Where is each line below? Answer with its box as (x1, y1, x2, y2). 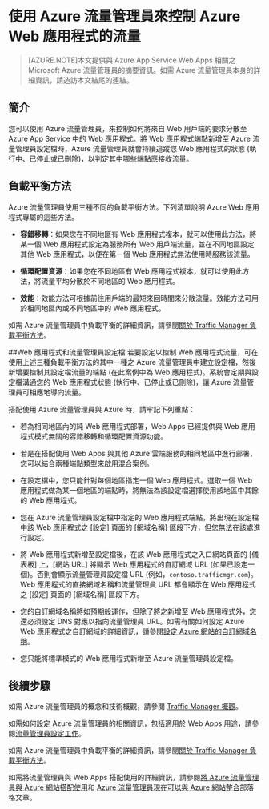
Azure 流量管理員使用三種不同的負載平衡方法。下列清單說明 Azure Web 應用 (8, 202, 260, 212)
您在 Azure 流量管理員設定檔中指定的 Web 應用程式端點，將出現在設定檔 (19, 512, 259, 522)
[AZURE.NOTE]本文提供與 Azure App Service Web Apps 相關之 (27, 55, 236, 65)
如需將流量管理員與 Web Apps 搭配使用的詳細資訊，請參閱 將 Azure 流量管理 (8, 773, 259, 783)
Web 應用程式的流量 (8, 27, 142, 46)
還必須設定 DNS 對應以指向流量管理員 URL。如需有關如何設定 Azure (19, 616, 245, 626)
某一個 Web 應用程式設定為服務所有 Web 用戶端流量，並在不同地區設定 (19, 239, 255, 249)
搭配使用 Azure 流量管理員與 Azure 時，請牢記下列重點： (8, 404, 196, 414)
